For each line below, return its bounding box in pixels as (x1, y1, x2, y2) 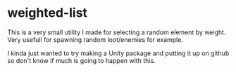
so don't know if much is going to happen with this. (7, 56, 156, 64)
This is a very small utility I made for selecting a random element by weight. (7, 28, 226, 36)
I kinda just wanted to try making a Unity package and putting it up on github (7, 49, 230, 57)
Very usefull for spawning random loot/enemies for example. (7, 35, 183, 43)
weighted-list (7, 5, 88, 21)
